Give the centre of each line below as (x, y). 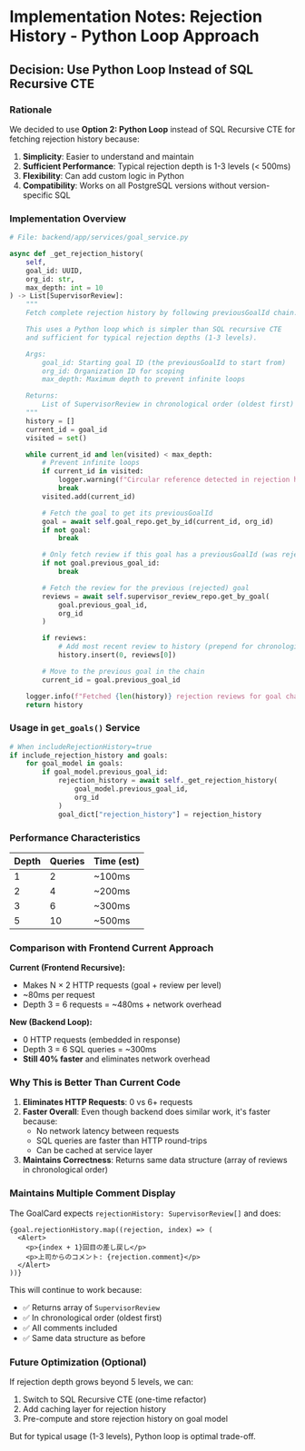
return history (54, 705)
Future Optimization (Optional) (78, 1362)
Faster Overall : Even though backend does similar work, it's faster (146, 1112)
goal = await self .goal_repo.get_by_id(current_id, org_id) (158, 521)
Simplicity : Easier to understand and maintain (108, 156)
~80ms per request (59, 995)
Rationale (31, 109)
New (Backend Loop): (51, 1022)
